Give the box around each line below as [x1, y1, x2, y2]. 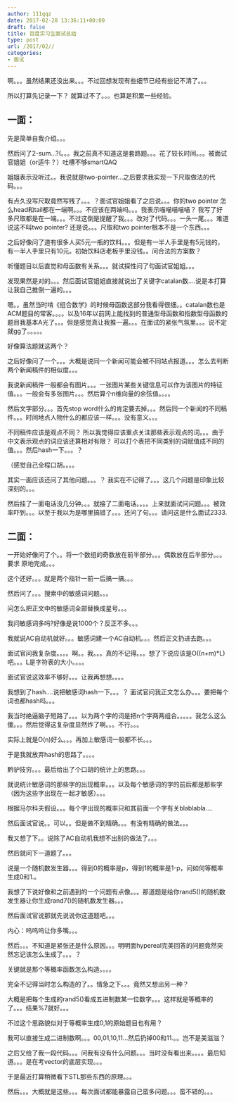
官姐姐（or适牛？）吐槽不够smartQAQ [7, 158, 117, 166]
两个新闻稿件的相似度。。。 [7, 365, 81, 374]
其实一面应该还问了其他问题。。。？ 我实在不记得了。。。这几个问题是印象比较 [7, 475, 225, 484]
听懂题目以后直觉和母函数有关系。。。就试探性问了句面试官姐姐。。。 [7, 261, 198, 270]
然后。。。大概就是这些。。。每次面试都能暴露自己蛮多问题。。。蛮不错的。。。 [7, 1087, 216, 1096]
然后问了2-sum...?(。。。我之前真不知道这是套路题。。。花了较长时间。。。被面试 [7, 149, 228, 157]
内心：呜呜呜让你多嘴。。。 [7, 927, 81, 935]
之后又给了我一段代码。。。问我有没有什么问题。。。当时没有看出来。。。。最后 [7, 1048, 220, 1057]
